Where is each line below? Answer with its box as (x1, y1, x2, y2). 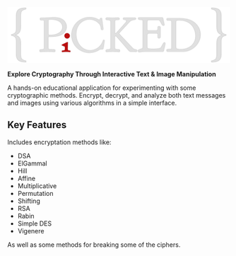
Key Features (7, 119, 67, 131)
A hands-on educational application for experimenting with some (7, 83, 196, 92)
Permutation (17, 189, 54, 197)
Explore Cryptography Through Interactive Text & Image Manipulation (7, 70, 217, 78)
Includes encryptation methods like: (7, 138, 112, 146)
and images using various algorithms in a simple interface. (7, 99, 177, 107)
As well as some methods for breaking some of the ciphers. (7, 240, 181, 249)
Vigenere (17, 226, 45, 235)
